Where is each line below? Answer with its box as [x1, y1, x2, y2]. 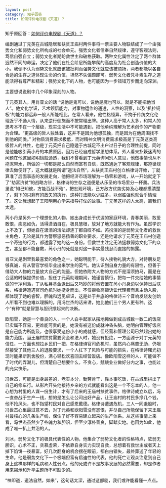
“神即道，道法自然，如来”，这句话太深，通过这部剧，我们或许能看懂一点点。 [5, 478, 161, 484]
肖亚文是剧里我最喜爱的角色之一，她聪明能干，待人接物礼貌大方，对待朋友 [5, 256, 157, 262]
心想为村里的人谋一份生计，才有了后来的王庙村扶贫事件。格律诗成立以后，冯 [5, 389, 161, 395]
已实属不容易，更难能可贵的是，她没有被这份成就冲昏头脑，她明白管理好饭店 [5, 322, 161, 328]
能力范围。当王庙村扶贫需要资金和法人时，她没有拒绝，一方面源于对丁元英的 [5, 335, 161, 341]
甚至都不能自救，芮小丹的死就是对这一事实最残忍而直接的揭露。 [13, 246, 144, 252]
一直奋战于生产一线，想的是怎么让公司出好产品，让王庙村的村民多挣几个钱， [5, 395, 161, 400]
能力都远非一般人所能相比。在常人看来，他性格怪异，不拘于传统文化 [15, 112, 155, 118]
